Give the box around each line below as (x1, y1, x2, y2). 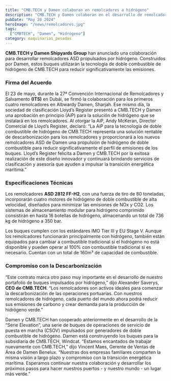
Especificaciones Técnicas (5, 179, 73, 186)
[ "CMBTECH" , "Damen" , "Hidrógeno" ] (10, 31, 85, 36)
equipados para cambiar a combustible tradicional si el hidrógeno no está (5, 239, 159, 245)
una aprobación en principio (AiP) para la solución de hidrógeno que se (5, 112, 155, 118)
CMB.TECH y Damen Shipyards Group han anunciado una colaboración (5, 50, 157, 56)
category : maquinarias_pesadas (5, 36, 72, 41)
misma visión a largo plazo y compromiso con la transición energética (5, 354, 152, 361)
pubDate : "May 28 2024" (5, 17, 56, 22)
